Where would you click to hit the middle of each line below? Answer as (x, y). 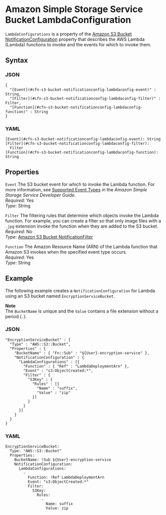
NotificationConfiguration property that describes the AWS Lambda (75, 39)
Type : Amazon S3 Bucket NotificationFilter (49, 237)
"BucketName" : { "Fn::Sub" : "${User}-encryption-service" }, (82, 353)
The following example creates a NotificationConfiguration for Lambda (80, 290)
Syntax (17, 61)
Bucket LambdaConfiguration (68, 20)
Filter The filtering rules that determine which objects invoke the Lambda (82, 215)
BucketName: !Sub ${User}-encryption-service (63, 460)
